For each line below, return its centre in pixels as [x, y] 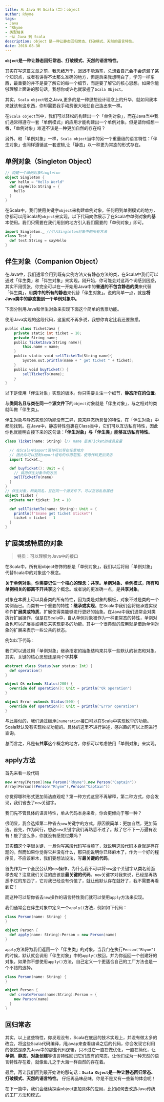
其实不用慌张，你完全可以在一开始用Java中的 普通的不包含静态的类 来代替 [78, 286]
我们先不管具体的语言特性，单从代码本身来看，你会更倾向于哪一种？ [73, 813]
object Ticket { [21, 495]
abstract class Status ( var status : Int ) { [49, 666]
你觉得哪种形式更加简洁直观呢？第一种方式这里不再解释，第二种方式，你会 [80, 796]
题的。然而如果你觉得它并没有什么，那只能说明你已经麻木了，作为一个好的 [80, 852]
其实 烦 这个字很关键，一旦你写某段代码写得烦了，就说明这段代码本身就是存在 [82, 846]
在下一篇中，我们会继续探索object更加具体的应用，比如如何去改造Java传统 [80, 1088]
